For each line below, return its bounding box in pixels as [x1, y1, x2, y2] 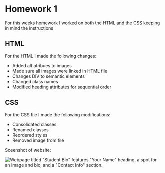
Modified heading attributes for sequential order [12, 84, 111, 90]
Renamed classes [12, 126, 49, 133]
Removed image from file [12, 137, 64, 143]
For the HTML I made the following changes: [5, 53, 96, 59]
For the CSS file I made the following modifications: [5, 111, 111, 118]
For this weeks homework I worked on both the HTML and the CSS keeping [5, 20, 160, 26]
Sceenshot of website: [5, 147, 51, 153]
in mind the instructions [5, 25, 54, 31]
